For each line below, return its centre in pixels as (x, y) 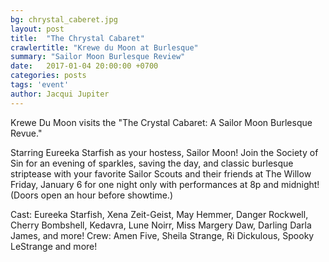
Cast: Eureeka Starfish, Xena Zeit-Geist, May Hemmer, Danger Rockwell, (159, 214)
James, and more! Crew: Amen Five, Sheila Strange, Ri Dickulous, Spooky (162, 235)
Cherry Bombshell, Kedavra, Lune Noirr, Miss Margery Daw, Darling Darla (161, 225)
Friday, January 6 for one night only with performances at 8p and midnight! (165, 184)
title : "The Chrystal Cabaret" (77, 38)
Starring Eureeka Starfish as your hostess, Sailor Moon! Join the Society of (164, 152)
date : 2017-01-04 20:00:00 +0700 (84, 66)
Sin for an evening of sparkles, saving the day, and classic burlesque (152, 163)
